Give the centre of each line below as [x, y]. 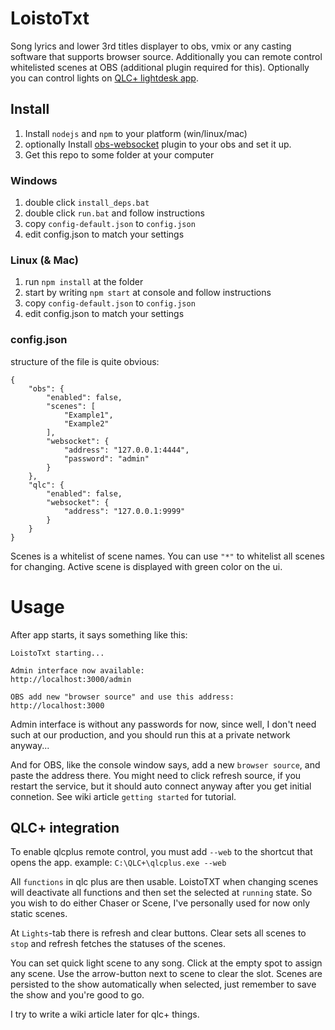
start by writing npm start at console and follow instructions [148, 293]
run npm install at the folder [84, 282]
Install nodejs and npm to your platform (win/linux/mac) [136, 133]
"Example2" [86, 423]
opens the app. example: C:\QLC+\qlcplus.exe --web [118, 863]
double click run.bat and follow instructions [114, 213]
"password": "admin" [106, 458]
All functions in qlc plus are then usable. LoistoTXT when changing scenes [164, 882]
